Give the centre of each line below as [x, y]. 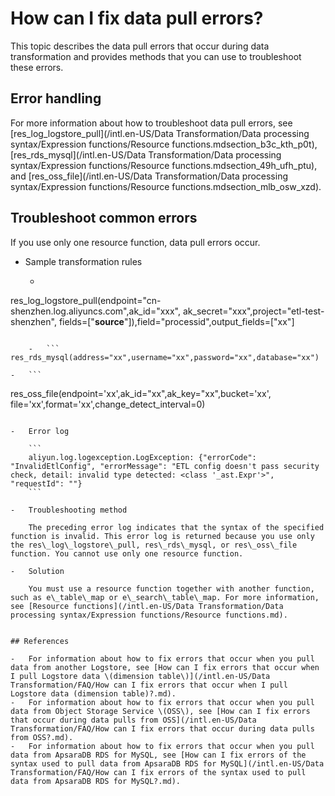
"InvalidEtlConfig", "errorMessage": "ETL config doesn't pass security [165, 466]
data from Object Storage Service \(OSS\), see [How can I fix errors [160, 711]
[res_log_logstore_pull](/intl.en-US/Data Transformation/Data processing [160, 133]
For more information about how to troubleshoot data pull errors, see [151, 123]
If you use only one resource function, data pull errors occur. [135, 242]
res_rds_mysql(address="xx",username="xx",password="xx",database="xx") [165, 357]
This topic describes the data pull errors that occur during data [140, 46]
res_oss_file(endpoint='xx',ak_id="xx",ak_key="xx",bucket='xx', [141, 393]
